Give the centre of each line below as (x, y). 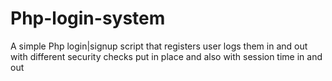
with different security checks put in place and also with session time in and (166, 56)
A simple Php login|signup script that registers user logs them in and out (159, 46)
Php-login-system (88, 18)
